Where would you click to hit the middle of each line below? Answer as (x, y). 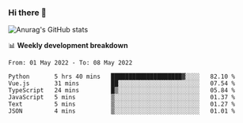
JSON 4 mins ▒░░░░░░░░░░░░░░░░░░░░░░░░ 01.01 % (122, 111)
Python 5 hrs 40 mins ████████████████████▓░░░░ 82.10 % (122, 77)
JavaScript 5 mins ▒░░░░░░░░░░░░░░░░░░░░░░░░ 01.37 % (122, 98)
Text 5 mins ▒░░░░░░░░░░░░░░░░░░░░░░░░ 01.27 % (122, 104)
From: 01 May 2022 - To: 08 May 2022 (70, 63)
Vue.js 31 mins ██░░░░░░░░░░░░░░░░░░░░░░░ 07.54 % (122, 84)
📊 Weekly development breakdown (68, 46)
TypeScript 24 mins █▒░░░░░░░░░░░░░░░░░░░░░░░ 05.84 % (122, 91)
